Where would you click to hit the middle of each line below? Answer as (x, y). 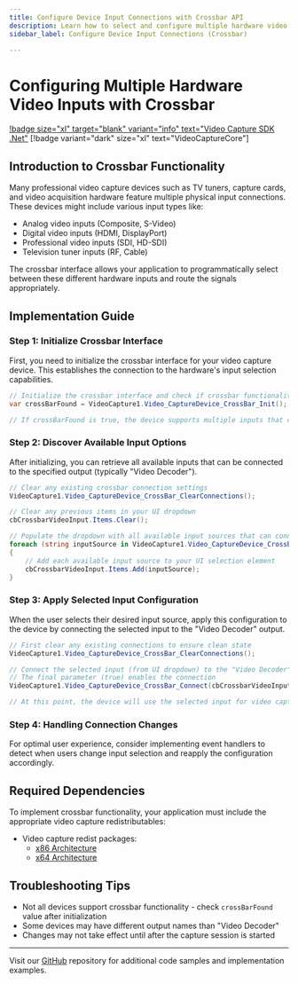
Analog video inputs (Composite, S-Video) (99, 224)
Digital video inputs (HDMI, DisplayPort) (94, 233)
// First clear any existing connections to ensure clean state (130, 645)
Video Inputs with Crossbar (112, 104)
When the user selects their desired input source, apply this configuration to (148, 619)
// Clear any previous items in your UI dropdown (103, 512)
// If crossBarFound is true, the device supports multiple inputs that (146, 420)
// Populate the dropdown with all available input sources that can (141, 536)
